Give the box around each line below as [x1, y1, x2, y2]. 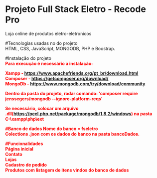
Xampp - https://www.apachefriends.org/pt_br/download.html [5, 70, 139, 76]
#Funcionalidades [5, 141, 43, 147]
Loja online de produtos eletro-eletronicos [5, 30, 92, 36]
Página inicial [5, 146, 34, 152]
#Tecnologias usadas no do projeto [5, 40, 78, 46]
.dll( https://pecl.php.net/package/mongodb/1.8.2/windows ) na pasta [5, 111, 153, 117]
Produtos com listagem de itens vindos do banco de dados [5, 167, 129, 173]
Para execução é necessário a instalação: [5, 60, 93, 66]
